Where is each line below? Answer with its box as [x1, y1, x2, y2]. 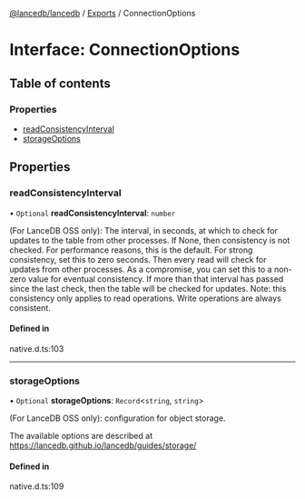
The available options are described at [9, 431, 152, 442]
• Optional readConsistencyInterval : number [9, 207, 176, 218]
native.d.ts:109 [9, 481, 64, 492]
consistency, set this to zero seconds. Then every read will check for [9, 254, 267, 264]
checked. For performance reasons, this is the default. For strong [9, 245, 253, 255]
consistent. [9, 302, 52, 313]
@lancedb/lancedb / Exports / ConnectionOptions [9, 8, 196, 18]
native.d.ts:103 [9, 343, 64, 354]
